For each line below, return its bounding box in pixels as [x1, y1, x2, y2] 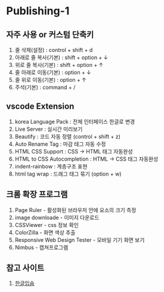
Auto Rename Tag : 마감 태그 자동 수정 [14, 140, 106, 147]
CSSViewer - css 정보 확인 [14, 221, 79, 228]
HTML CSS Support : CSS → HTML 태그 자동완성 [14, 147, 133, 155]
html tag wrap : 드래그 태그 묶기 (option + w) [14, 170, 122, 177]
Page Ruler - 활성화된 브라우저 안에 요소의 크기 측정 [14, 206, 137, 213]
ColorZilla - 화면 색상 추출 [14, 229, 76, 236]
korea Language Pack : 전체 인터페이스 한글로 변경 [14, 118, 135, 125]
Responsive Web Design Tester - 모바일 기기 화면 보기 [14, 236, 145, 243]
